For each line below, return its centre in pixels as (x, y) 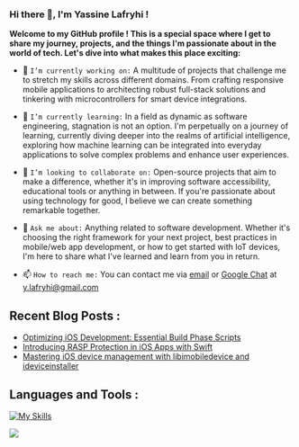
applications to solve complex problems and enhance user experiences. (156, 155)
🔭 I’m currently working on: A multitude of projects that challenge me (154, 70)
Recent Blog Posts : (65, 315)
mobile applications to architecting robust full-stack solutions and (144, 90)
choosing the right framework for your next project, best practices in (149, 237)
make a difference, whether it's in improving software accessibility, (146, 182)
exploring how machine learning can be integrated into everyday (142, 145)
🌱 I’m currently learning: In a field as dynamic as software (135, 117)
